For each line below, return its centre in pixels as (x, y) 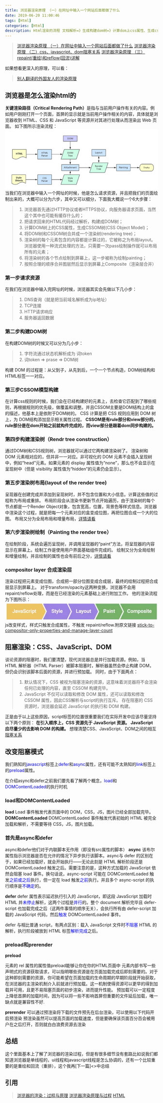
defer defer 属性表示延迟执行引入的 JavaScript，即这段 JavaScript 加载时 (78, 896)
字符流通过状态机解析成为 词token (58, 353)
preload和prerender (29, 945)
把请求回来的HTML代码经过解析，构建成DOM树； (74, 221)
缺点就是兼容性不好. (25, 1002)
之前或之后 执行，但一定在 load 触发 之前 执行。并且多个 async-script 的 (80, 880)
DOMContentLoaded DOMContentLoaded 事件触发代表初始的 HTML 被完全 (81, 818)
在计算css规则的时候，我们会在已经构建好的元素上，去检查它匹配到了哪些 (79, 401)
